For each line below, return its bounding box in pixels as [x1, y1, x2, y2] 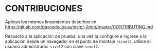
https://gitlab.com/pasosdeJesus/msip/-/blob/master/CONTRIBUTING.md [5, 24, 153, 29]
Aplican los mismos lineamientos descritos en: [5, 19, 98, 25]
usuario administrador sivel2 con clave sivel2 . [5, 43, 100, 49]
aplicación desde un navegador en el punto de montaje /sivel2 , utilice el [5, 38, 151, 44]
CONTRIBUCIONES [5, 3, 83, 14]
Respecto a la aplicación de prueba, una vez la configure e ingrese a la [5, 33, 147, 39]
